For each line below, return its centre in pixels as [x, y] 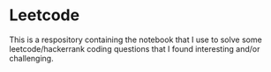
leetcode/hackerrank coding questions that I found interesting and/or [135, 48]
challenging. [32, 58]
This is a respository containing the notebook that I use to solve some [135, 40]
